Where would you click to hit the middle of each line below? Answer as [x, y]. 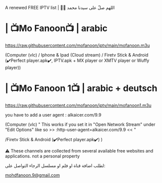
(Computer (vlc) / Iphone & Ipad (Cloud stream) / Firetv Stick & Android [77, 55]
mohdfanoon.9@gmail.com [32, 175]
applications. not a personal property [42, 156]
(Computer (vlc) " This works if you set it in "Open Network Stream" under [80, 124]
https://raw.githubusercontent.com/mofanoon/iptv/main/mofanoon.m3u [78, 45]
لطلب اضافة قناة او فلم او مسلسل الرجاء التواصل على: [55, 165]
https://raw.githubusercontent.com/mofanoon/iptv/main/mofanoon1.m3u [78, 105]
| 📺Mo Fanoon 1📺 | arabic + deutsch [81, 88]
